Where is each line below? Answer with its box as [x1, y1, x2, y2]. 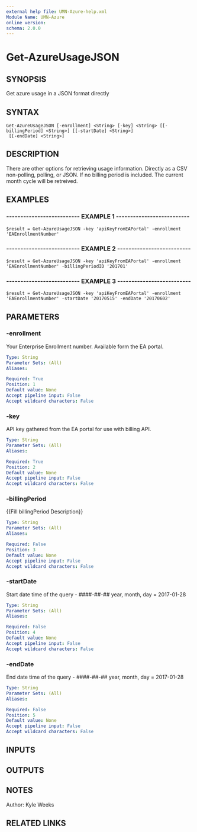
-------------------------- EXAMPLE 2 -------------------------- [6, 245, 191, 253]
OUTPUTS [6, 765, 44, 775]
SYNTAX [6, 107, 40, 117]
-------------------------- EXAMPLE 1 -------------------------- [6, 213, 190, 221]
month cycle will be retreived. [6, 177, 78, 184]
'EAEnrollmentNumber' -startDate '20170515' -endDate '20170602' [6, 295, 170, 302]
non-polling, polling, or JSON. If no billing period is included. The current [6, 171, 183, 178]
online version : [6, 20, 46, 25]
